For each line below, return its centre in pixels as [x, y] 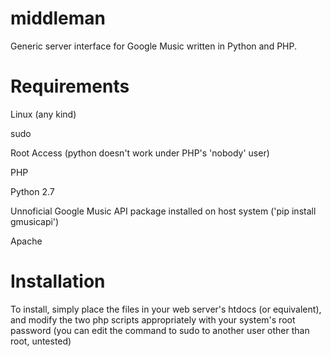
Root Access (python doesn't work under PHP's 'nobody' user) [140, 153]
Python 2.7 [32, 191]
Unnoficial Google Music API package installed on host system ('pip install [163, 211]
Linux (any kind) [43, 114]
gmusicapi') [35, 221]
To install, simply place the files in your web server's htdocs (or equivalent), [166, 309]
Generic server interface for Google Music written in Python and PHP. [154, 46]
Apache [26, 241]
